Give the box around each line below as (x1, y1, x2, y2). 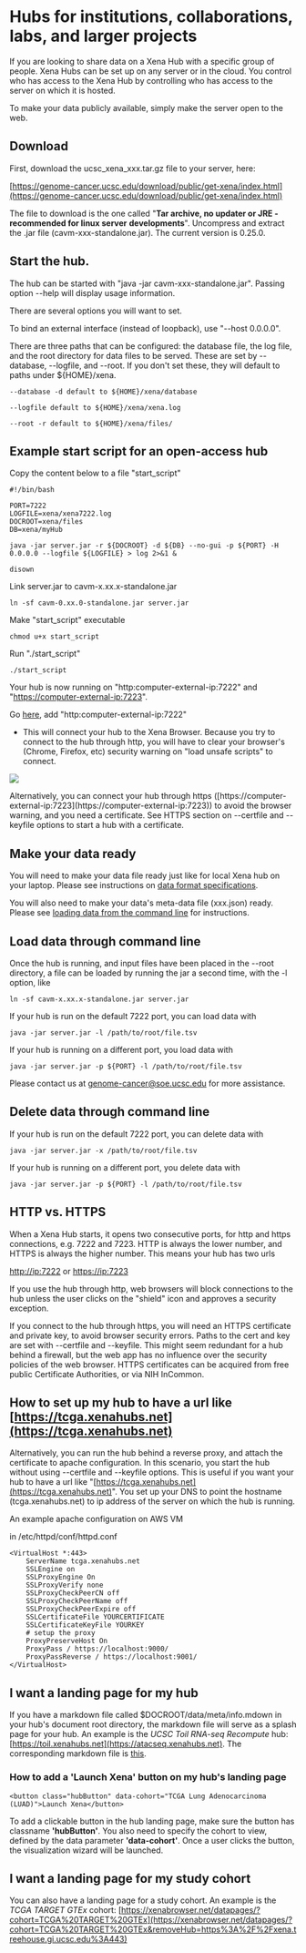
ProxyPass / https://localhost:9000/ (25, 1644, 169, 1654)
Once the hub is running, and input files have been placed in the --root (9, 958, 275, 968)
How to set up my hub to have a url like (9, 1396, 232, 1411)
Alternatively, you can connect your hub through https (9, 791, 212, 802)
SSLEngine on (25, 1565, 76, 1574)
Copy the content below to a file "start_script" (9, 467, 181, 479)
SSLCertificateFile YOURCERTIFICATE (25, 1612, 166, 1622)
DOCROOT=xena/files (9, 517, 84, 527)
